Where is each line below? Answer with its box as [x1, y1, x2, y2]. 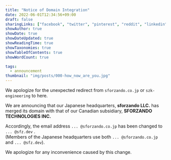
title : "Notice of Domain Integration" [5, 7, 90, 13]
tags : [5, 64, 17, 69]
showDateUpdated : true [5, 36, 53, 41]
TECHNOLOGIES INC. [5, 113, 51, 119]
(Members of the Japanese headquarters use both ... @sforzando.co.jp [5, 134, 158, 140]
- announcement [10, 69, 42, 74]
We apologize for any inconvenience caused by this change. [5, 149, 132, 155]
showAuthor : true [5, 26, 42, 31]
